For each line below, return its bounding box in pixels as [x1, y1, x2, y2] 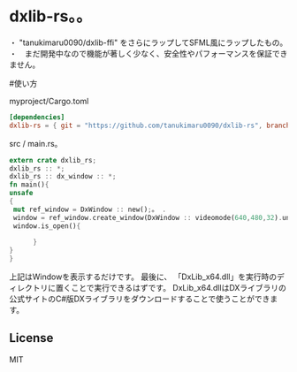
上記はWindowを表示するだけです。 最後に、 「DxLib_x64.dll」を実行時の [9, 271, 277, 282]
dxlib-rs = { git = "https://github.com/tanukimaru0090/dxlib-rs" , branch [9, 121, 291, 130]
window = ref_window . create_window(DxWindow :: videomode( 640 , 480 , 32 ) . [12, 213, 283, 222]
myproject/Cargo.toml [9, 95, 89, 106]
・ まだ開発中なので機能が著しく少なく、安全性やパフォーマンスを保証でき [9, 48, 288, 58]
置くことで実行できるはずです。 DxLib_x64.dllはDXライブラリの [55, 283, 287, 293]
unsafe [9, 189, 34, 198]
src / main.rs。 [9, 138, 63, 148]
